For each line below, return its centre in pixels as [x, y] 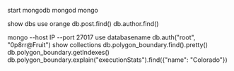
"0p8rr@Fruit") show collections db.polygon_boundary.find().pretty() [108, 45]
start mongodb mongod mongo [53, 10]
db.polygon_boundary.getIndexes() [58, 52]
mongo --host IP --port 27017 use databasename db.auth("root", [101, 37]
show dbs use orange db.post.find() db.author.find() [83, 24]
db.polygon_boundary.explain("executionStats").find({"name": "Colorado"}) [117, 60]
